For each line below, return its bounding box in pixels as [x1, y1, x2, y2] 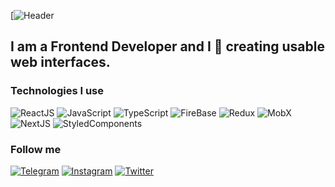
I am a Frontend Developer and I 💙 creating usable [10, 38, 325, 55]
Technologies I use [10, 84, 104, 98]
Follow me [10, 142, 62, 156]
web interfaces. [10, 54, 111, 71]
